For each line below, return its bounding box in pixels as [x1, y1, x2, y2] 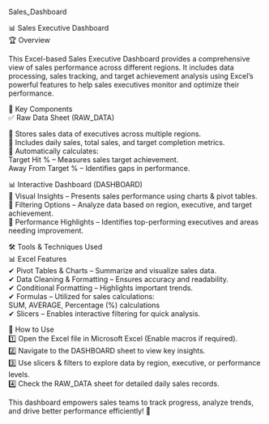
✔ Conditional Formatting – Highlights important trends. [8, 283, 193, 293]
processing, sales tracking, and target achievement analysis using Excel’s [8, 71, 254, 80]
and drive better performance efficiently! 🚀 [8, 406, 152, 416]
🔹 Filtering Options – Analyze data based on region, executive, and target [8, 200, 253, 209]
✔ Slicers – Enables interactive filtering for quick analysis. [8, 309, 201, 319]
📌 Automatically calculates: [8, 146, 99, 156]
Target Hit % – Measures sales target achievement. [8, 155, 179, 165]
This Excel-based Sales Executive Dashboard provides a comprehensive [8, 54, 250, 63]
